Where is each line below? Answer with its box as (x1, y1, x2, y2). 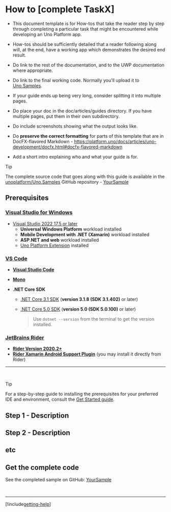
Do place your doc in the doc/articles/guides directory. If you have (12, 108, 152, 114)
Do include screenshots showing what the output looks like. (12, 123, 138, 129)
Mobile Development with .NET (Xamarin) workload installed (20, 231, 150, 238)
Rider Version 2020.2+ (12, 346, 62, 352)
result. (12, 52, 26, 58)
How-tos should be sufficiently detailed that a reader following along (12, 41, 157, 47)
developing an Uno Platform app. (12, 31, 82, 37)
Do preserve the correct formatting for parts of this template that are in (12, 133, 164, 139)
